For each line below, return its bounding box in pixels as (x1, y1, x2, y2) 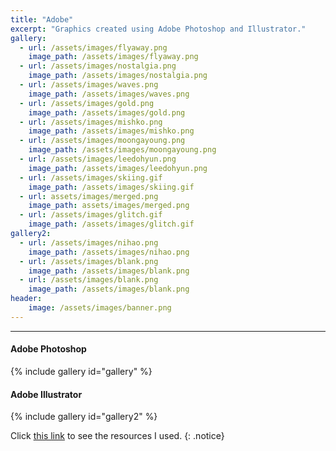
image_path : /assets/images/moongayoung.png (28, 145, 217, 155)
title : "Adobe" (10, 14, 74, 25)
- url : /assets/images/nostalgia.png (19, 61, 177, 71)
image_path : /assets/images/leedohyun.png (28, 163, 208, 173)
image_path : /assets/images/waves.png (28, 89, 190, 99)
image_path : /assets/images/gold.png (28, 107, 186, 118)
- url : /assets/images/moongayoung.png (19, 136, 186, 146)
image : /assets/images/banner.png (28, 303, 172, 313)
